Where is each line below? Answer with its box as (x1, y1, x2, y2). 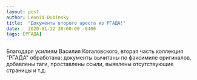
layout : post (6, 8, 39, 15)
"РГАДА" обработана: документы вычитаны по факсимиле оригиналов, (6, 54, 192, 61)
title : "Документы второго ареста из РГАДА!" (6, 20, 126, 26)
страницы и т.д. (6, 67, 47, 74)
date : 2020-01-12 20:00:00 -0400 (6, 25, 96, 32)
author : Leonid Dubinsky (6, 14, 69, 20)
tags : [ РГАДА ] (6, 31, 42, 37)
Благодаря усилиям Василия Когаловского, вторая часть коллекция (6, 48, 184, 55)
